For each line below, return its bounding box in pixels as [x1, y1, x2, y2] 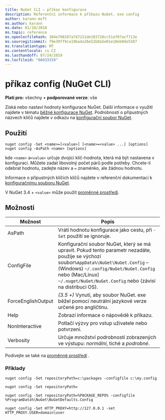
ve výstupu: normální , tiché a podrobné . [58, 340, 150, 346]
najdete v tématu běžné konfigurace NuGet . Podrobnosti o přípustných [5, 109, 148, 115]
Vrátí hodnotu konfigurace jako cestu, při [58, 226, 152, 233]
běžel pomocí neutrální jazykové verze [58, 297, 147, 304]
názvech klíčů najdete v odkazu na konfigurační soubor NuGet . [5, 115, 133, 121]
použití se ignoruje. [67, 233, 111, 239]
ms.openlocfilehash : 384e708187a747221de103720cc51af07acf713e [5, 35, 137, 40]
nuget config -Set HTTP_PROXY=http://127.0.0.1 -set [5, 406, 115, 411]
